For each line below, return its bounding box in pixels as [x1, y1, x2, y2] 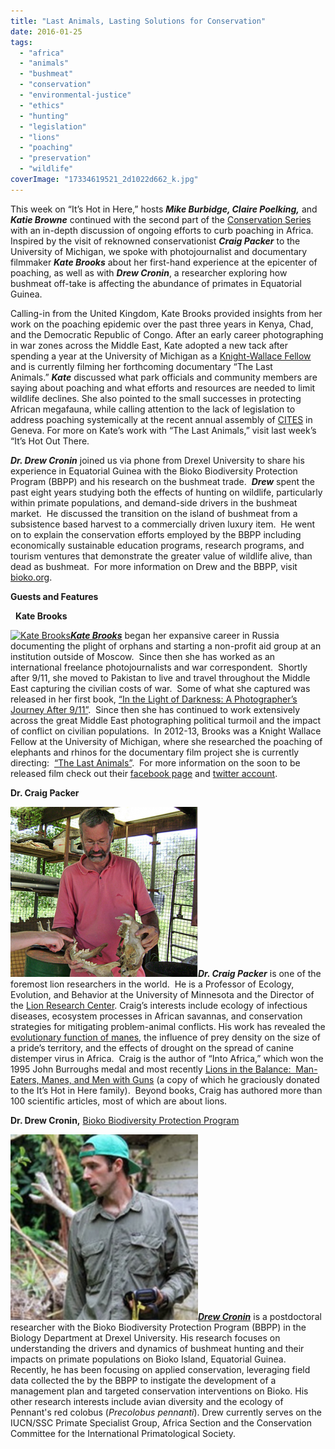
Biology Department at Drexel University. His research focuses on [10, 1331, 281, 1344]
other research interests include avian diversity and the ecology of [10, 1395, 284, 1407]
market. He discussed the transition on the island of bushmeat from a [10, 507, 298, 519]
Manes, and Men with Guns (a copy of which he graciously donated [41, 1073, 320, 1085]
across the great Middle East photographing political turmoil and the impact [10, 714, 322, 726]
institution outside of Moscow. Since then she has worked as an [10, 650, 276, 662]
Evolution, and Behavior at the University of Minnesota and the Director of [10, 988, 315, 1000]
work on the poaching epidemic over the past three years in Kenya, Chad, [10, 318, 314, 330]
